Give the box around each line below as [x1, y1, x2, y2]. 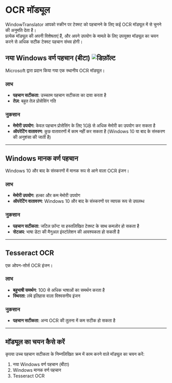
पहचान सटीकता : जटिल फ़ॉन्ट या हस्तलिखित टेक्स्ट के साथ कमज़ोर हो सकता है [12, 223, 140, 229]
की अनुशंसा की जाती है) [12, 134, 51, 140]
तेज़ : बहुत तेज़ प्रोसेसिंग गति [12, 98, 56, 104]
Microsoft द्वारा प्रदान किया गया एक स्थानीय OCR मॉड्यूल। [5, 67, 105, 73]
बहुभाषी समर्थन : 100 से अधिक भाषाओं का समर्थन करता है [12, 287, 105, 293]
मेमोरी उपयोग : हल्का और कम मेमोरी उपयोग [12, 193, 80, 199]
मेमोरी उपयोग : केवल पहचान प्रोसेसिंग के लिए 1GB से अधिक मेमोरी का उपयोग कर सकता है [12, 122, 156, 129]
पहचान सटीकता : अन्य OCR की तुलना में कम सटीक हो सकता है [12, 317, 116, 324]
